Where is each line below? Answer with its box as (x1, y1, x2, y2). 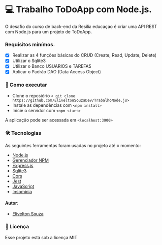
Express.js (12, 163, 33, 169)
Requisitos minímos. (5, 41, 55, 48)
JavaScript (12, 184, 34, 189)
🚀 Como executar (5, 82, 47, 89)
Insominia (12, 189, 32, 195)
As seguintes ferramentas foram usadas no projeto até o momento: (5, 143, 141, 149)
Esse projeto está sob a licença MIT (5, 234, 78, 240)
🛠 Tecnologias (5, 129, 42, 136)
